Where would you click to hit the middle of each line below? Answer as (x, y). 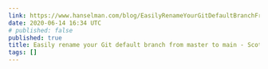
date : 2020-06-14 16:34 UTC (55, 23)
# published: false (41, 30)
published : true (35, 38)
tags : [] (23, 52)
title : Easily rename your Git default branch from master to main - (126, 45)
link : (17, 15)
